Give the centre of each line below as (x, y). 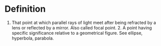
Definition (25, 9)
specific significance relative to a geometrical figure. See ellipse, (77, 33)
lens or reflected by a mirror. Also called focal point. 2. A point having (82, 27)
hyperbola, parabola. (33, 38)
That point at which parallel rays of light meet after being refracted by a (84, 23)
